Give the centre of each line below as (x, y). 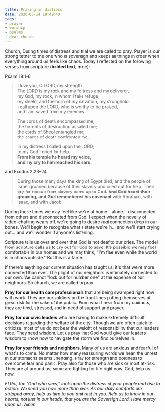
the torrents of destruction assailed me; (57, 126)
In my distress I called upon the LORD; (56, 146)
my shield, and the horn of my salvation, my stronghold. (73, 101)
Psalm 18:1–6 (18, 76)
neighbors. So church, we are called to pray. (50, 282)
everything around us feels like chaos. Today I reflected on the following (78, 61)
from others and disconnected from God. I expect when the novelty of (76, 217)
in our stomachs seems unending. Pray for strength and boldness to (74, 358)
